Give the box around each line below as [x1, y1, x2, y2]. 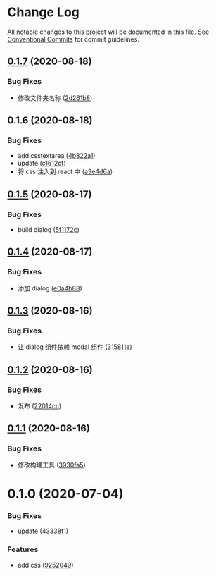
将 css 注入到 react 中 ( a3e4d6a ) [17, 167, 113, 176]
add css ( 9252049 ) [17, 560, 74, 569]
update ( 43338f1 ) [17, 527, 69, 536]
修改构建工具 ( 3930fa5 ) [17, 460, 86, 469]
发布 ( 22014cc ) [17, 402, 62, 410]
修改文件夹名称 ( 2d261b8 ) [17, 93, 93, 102]
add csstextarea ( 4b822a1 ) [17, 152, 96, 160]
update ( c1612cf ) [17, 159, 67, 168]
